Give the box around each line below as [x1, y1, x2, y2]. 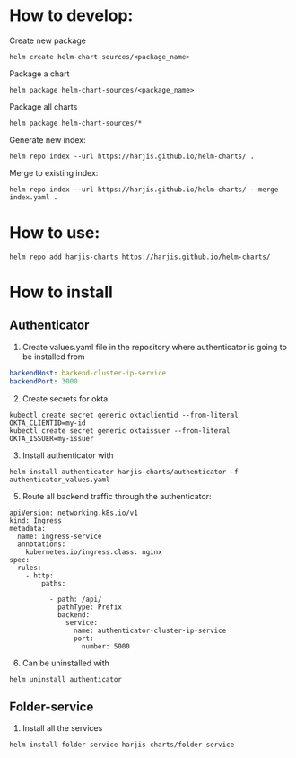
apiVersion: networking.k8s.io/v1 [9, 508, 139, 517]
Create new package [9, 35, 87, 46]
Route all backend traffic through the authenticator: [22, 490, 213, 501]
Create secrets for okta [22, 392, 109, 404]
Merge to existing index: [9, 167, 99, 178]
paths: [41, 578, 66, 588]
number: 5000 [81, 641, 130, 651]
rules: [17, 563, 42, 572]
